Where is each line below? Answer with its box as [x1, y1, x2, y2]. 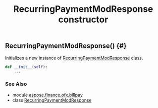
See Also [5, 80, 27, 87]
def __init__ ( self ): [5, 64, 48, 70]
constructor [58, 14, 108, 25]
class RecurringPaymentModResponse [12, 97, 92, 103]
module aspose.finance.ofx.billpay [12, 92, 83, 98]
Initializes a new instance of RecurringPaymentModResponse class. [5, 55, 143, 61]
